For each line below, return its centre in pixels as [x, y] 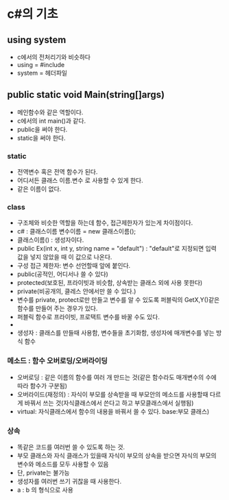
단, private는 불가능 [43, 473]
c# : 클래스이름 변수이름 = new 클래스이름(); [76, 232]
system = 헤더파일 [42, 73]
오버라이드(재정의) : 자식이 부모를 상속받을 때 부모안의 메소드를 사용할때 [112, 394]
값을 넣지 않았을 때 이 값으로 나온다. [64, 257]
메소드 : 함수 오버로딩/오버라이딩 [58, 361]
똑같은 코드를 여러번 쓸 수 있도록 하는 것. [71, 447]
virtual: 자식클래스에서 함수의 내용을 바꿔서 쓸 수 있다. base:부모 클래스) [113, 411]
